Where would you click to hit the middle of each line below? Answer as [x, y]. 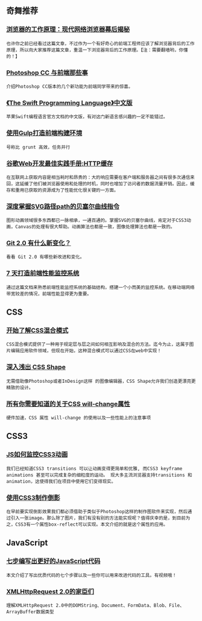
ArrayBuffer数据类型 [30, 612]
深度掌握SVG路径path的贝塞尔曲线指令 [63, 206]
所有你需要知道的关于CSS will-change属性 [68, 404]
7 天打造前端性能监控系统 [43, 273]
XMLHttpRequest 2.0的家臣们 [50, 591]
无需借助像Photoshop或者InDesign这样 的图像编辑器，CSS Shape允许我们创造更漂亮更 [101, 381]
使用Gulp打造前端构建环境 [44, 133]
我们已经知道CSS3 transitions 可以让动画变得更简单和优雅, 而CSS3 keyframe [94, 468]
